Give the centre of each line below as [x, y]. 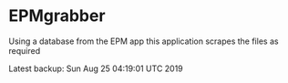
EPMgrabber [57, 16]
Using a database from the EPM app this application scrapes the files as [144, 41]
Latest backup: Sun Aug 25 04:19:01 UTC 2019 [96, 68]
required [25, 50]
